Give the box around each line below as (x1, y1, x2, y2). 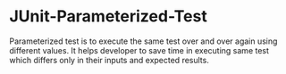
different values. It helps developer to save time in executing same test (9, 45, 270, 55)
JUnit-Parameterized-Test (9, 6, 207, 27)
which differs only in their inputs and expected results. (9, 54, 210, 65)
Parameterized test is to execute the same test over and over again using (9, 36, 278, 46)
